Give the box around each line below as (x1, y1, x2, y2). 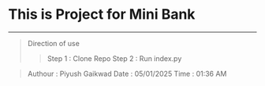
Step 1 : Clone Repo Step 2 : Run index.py (47, 53, 182, 63)
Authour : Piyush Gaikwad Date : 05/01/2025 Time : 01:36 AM (27, 69, 227, 78)
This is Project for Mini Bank (8, 5, 196, 23)
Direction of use (27, 38, 80, 48)
